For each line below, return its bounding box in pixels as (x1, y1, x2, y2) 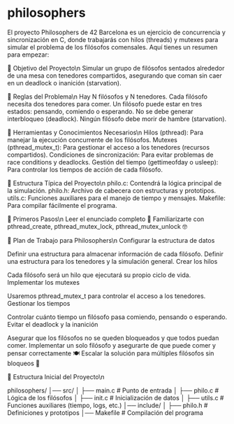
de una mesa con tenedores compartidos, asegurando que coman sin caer (7, 71, 222, 80)
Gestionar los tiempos (7, 299, 71, 307)
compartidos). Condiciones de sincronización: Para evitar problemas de (7, 150, 214, 159)
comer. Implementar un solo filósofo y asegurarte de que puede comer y (7, 341, 217, 349)
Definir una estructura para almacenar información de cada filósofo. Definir (7, 250, 224, 258)
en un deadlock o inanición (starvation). (7, 78, 122, 87)
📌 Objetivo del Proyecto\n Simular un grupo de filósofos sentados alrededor (7, 64, 225, 72)
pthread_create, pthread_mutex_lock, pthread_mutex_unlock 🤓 (7, 222, 188, 230)
